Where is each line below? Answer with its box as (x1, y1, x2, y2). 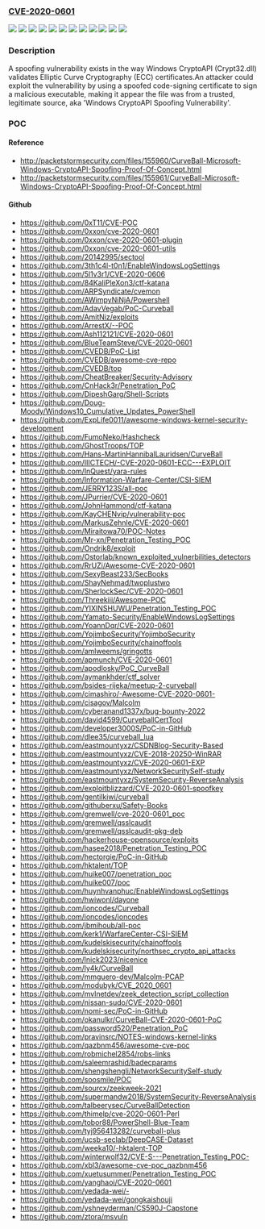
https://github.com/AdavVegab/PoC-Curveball (19, 303, 175, 313)
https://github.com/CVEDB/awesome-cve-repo (19, 355, 177, 365)
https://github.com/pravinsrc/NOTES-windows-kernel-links (19, 1031, 217, 1041)
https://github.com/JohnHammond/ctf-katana (19, 500, 172, 510)
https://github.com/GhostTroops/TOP (19, 440, 144, 450)
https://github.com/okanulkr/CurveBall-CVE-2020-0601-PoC (19, 1014, 222, 1024)
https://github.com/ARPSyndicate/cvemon (19, 286, 161, 296)
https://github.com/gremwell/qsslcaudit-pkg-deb (19, 826, 183, 835)
